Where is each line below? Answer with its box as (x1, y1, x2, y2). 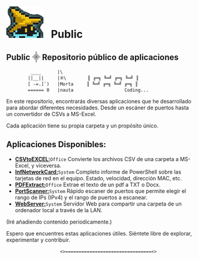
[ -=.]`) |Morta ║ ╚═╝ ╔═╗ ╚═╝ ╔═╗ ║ (28, 81, 138, 87)
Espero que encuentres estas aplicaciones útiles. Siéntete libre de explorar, (6, 230, 192, 237)
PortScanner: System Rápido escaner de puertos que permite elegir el (14, 187, 187, 195)
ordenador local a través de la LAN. (14, 206, 103, 213)
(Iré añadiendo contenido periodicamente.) (6, 218, 112, 225)
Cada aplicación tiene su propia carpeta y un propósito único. (6, 122, 159, 129)
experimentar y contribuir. (6, 236, 70, 243)
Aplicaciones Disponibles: (6, 139, 107, 150)
